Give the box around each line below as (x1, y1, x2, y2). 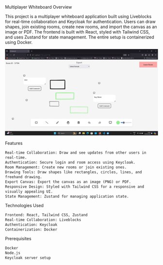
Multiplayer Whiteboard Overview (5, 4, 72, 10)
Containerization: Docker (5, 227, 57, 232)
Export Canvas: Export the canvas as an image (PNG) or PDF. (5, 179, 131, 184)
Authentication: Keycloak (5, 222, 57, 227)
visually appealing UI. (5, 189, 53, 194)
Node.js (5, 250, 21, 255)
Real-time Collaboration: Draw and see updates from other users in (5, 150, 147, 155)
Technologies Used (5, 202, 44, 208)
